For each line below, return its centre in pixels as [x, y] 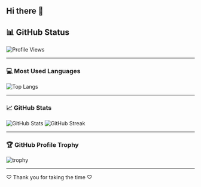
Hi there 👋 [25, 11]
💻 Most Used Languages [43, 71]
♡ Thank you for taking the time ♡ [49, 177]
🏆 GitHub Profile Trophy [42, 144]
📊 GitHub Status [38, 32]
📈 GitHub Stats [29, 108]
